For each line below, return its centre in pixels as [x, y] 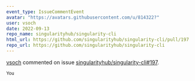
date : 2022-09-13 [28, 28]
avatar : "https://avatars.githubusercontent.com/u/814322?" [83, 17]
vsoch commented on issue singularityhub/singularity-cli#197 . [82, 62]
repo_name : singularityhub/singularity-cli [61, 34]
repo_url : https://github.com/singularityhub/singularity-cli [85, 46]
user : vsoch [21, 23]
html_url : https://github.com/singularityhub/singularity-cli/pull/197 [97, 40]
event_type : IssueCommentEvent [45, 12]
